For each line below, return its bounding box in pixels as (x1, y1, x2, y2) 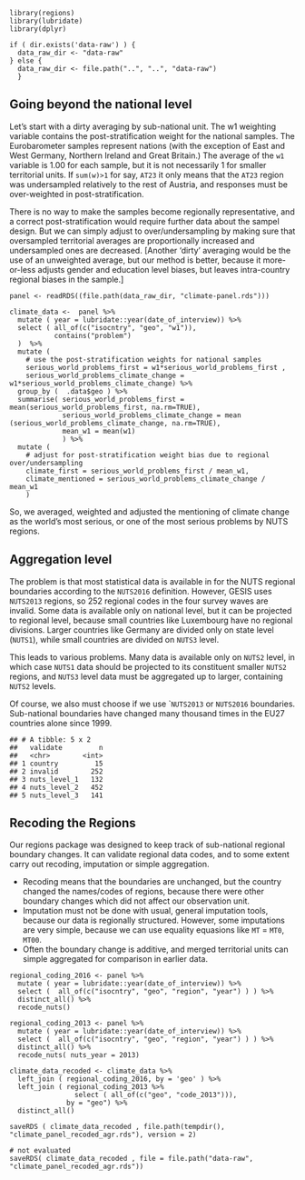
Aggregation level (9, 552, 113, 567)
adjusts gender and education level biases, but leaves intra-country (37, 264, 290, 275)
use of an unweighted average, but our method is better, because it (9, 255, 261, 265)
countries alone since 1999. (9, 717, 113, 728)
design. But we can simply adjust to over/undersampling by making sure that (9, 225, 296, 236)
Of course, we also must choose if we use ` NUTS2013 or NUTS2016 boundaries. (9, 698, 296, 709)
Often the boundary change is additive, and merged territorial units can (22, 944, 289, 955)
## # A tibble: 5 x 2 (9, 735, 92, 745)
